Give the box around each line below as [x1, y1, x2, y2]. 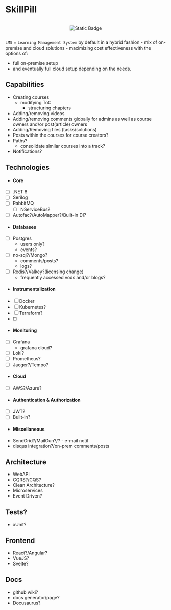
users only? [20, 241, 45, 247]
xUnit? [12, 522, 27, 528]
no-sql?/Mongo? [12, 252, 47, 258]
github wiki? [12, 589, 38, 595]
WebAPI [12, 471, 30, 478]
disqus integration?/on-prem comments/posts [12, 443, 110, 449]
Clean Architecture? [12, 482, 55, 488]
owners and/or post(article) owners [12, 121, 88, 127]
